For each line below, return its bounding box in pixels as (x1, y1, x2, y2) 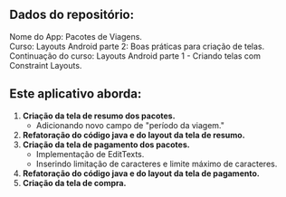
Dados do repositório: (9, 7, 135, 23)
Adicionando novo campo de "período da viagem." (35, 119, 224, 130)
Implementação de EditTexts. (35, 148, 145, 159)
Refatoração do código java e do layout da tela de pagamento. (22, 167, 260, 179)
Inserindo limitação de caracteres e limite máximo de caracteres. (35, 158, 278, 169)
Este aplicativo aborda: (9, 86, 142, 102)
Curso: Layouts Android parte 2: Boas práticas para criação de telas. (9, 41, 265, 52)
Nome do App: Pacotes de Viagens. (9, 31, 143, 42)
